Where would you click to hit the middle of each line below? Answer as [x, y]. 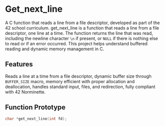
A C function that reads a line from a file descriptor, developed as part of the [82, 23]
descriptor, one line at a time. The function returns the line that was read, [79, 33]
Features [19, 64]
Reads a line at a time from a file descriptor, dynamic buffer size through [78, 76]
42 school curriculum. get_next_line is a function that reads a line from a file [82, 28]
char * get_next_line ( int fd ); [36, 119]
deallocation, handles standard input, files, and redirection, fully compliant [80, 87]
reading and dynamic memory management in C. [55, 49]
